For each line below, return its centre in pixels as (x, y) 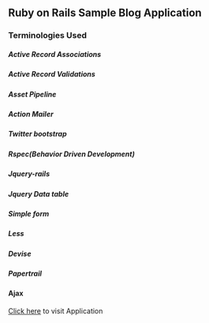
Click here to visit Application (56, 311)
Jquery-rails (29, 174)
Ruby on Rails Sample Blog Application (105, 13)
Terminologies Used (47, 36)
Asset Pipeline (32, 94)
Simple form (29, 213)
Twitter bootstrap (37, 134)
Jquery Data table (39, 193)
